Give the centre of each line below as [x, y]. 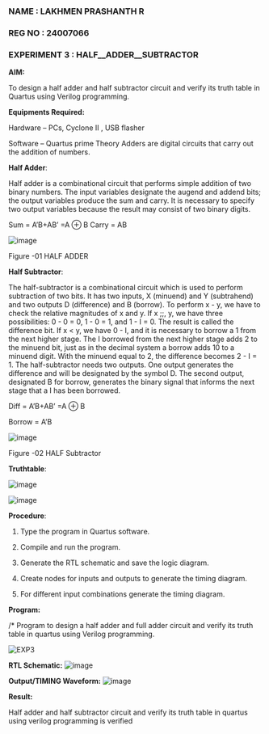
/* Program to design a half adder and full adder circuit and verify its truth [131, 626]
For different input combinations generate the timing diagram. [122, 594]
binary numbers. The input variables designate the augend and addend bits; [134, 192]
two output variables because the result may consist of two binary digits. [130, 209]
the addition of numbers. [49, 152]
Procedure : [27, 516]
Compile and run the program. [70, 547]
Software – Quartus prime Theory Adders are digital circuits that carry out [131, 144]
